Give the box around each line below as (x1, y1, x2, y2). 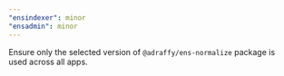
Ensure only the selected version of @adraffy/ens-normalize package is (8, 46, 276, 57)
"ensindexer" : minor (8, 13, 87, 23)
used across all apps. (8, 56, 88, 67)
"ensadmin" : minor (8, 22, 78, 31)
